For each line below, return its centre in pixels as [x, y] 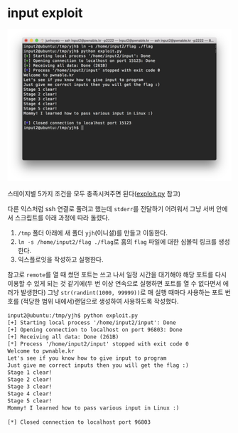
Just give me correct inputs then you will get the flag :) [98, 365]
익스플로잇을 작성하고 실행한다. [61, 259]
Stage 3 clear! [30, 386]
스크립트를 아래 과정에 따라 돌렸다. [62, 218]
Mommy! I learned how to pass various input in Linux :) [93, 408]
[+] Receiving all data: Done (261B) [63, 337]
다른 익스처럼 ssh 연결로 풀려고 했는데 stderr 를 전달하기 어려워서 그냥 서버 [111, 208]
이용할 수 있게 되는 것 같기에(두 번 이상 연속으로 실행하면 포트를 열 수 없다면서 [114, 283]
